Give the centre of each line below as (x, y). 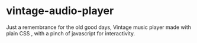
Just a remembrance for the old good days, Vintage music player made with (98, 27)
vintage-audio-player (60, 11)
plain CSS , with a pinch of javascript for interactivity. (71, 33)
